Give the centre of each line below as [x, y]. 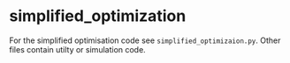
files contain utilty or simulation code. [77, 49]
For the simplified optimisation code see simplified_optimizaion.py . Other [145, 40]
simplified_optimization [98, 16]
